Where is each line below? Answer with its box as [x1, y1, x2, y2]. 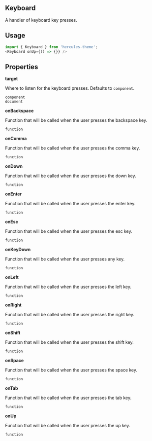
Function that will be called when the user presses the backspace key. [5, 117, 148, 123]
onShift [5, 330, 21, 336]
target [5, 76, 18, 82]
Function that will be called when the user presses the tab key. [5, 395, 132, 401]
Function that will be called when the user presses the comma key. [5, 145, 140, 151]
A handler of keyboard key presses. [5, 17, 77, 23]
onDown [5, 163, 23, 169]
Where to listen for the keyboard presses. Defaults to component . [5, 85, 135, 91]
